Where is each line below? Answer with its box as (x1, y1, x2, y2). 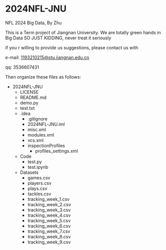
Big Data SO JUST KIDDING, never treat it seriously (5, 35, 112, 41)
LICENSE (20, 89, 39, 95)
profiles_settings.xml (35, 148, 78, 154)
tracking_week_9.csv (27, 239, 71, 245)
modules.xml (27, 132, 54, 138)
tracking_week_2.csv (27, 201, 71, 207)
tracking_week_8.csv (27, 233, 71, 239)
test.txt (20, 105, 35, 111)
